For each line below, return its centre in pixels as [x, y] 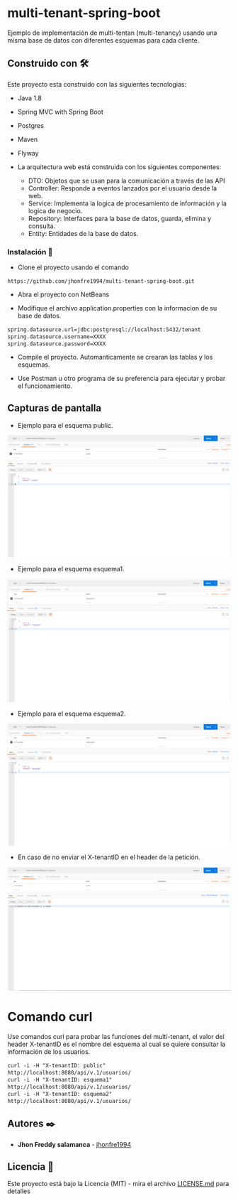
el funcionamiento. [45, 386]
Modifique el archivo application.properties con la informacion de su [117, 308]
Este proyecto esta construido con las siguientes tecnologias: [97, 84]
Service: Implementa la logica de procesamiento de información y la [127, 203]
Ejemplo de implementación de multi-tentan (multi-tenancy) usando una [112, 33]
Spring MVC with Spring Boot [61, 112]
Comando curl [50, 1017]
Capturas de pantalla [54, 408]
